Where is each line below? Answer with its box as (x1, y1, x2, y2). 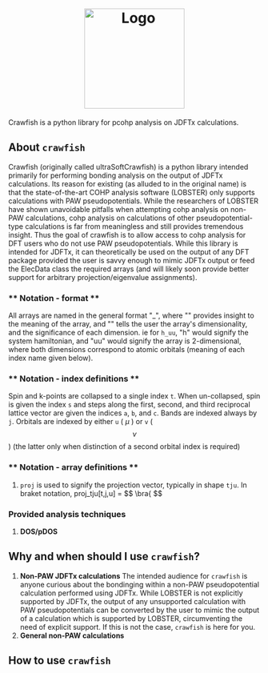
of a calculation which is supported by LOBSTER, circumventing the (19, 613, 242, 623)
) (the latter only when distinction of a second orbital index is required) (8, 442, 241, 451)
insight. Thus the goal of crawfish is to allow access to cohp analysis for (8, 230, 246, 239)
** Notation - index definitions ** (8, 373, 140, 384)
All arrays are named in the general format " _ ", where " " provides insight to (8, 310, 254, 320)
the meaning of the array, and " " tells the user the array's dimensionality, (8, 319, 248, 329)
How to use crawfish (8, 654, 111, 667)
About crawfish (8, 141, 86, 154)
